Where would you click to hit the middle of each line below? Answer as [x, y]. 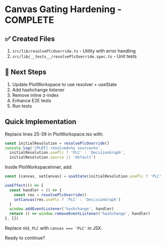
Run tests [22, 106]
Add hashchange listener [38, 90]
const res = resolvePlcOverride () [50, 195]
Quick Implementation [41, 122]
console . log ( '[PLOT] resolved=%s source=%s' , [54, 148]
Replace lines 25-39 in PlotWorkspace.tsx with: [54, 134]
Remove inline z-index [35, 95]
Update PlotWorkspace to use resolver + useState [64, 84]
